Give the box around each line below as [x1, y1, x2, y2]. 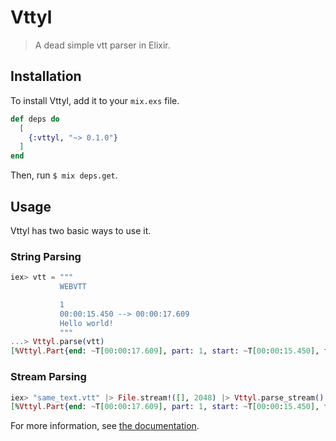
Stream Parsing [10, 370, 87, 384]
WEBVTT [59, 282, 87, 292]
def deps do [10, 114, 60, 124]
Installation [10, 68, 82, 85]
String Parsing [10, 249, 82, 263]
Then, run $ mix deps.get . [10, 169, 118, 181]
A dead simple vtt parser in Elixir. [34, 39, 171, 51]
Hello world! [59, 318, 114, 328]
